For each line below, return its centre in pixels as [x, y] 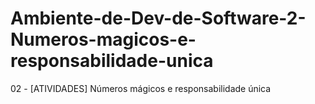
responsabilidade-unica [112, 61]
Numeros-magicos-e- [103, 39]
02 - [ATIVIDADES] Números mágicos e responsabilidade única [141, 88]
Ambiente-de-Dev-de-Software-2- [158, 18]
